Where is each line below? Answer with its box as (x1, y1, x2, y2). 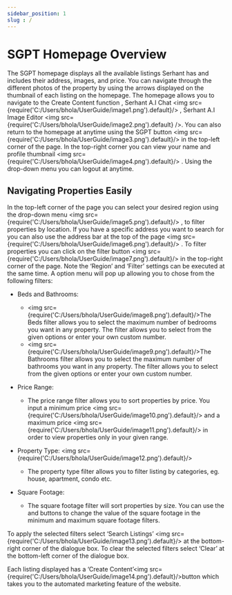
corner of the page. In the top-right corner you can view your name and (7, 143, 211, 151)
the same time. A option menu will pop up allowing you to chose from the (7, 269, 215, 277)
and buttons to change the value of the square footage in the (27, 509, 201, 518)
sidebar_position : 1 (7, 10, 67, 17)
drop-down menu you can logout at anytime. (7, 165, 135, 173)
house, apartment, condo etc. (27, 475, 113, 483)
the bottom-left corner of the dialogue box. (7, 551, 129, 560)
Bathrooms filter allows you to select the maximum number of (27, 355, 203, 363)
